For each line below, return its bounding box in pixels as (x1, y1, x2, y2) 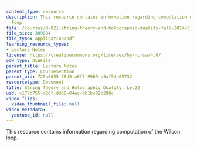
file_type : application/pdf (6, 36, 75, 42)
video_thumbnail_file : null (11, 101, 80, 107)
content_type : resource (6, 8, 64, 15)
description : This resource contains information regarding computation (6, 14, 188, 20)
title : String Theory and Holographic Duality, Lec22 (6, 85, 141, 91)
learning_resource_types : (6, 42, 69, 47)
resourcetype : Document (6, 80, 64, 86)
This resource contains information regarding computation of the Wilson (6, 128, 181, 135)
